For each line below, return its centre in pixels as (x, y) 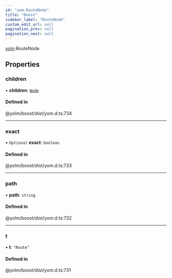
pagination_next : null (29, 34)
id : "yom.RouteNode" (27, 10)
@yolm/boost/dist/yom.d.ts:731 (38, 270)
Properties (23, 65)
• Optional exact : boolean (33, 143)
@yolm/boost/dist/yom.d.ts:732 (39, 218)
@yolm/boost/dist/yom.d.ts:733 (39, 166)
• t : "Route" (17, 247)
